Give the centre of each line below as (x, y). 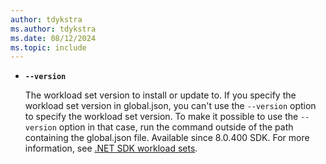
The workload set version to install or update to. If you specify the (160, 95)
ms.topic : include (48, 47)
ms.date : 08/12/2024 (53, 38)
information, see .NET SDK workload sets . (111, 148)
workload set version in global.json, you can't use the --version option (170, 106)
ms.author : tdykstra (53, 29)
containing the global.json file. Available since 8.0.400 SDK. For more (167, 138)
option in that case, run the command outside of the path (176, 127)
